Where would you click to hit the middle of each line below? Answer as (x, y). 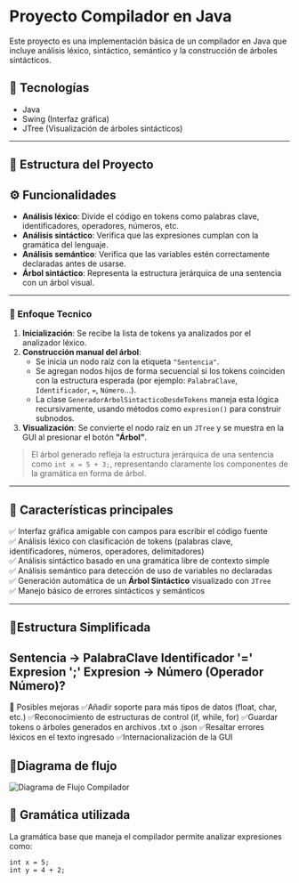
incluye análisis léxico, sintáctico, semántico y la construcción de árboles (143, 50)
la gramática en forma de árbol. (89, 474)
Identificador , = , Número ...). (86, 390)
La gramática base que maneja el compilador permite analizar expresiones (146, 836)
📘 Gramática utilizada (70, 815)
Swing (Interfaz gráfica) (65, 118)
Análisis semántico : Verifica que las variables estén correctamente (145, 254)
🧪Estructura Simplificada (80, 628)
